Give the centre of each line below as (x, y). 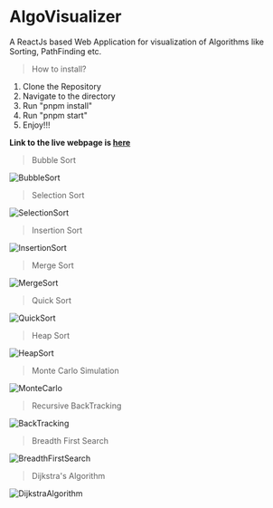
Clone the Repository (62, 86)
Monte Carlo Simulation (75, 370)
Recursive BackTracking (76, 406)
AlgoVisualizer (66, 17)
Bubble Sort (54, 159)
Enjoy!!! (36, 125)
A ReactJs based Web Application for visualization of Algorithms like (137, 42)
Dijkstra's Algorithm (68, 475)
